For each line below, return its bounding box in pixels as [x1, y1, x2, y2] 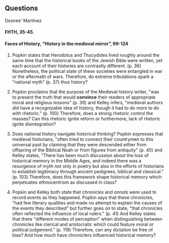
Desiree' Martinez [5, 17, 42, 23]
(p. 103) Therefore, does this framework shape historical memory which [12, 174, 162, 180]
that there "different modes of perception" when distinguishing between [12, 216, 162, 222]
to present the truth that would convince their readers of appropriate [12, 94, 156, 100]
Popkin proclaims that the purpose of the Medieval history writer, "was [12, 89, 159, 95]
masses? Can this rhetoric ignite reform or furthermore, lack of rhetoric [12, 115, 160, 121]
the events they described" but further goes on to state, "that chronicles [12, 205, 163, 211]
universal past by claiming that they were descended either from [12, 141, 147, 147]
